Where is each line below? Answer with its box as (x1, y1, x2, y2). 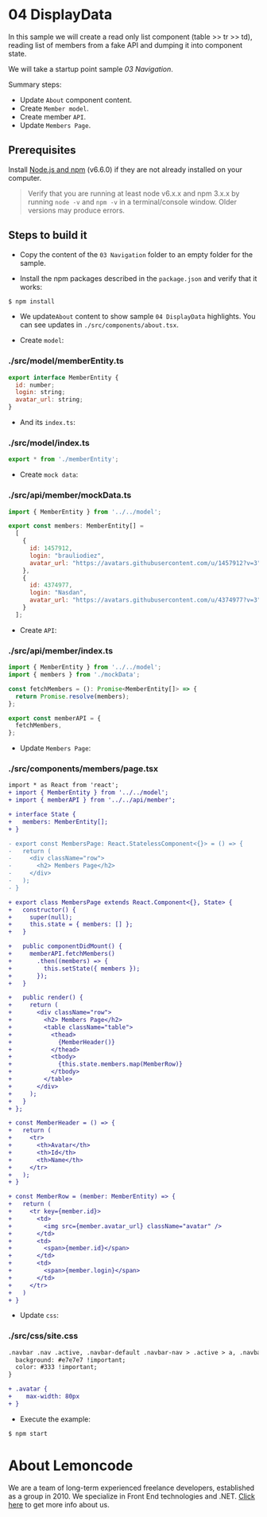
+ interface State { (8, 810, 77, 819)
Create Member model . (19, 103, 89, 113)
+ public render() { (8, 993, 83, 1002)
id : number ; (15, 380, 56, 389)
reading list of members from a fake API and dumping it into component (8, 40, 243, 49)
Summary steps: (8, 80, 62, 89)
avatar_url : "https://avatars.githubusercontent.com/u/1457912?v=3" (29, 559, 261, 567)
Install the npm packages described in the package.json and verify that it (19, 273, 257, 283)
